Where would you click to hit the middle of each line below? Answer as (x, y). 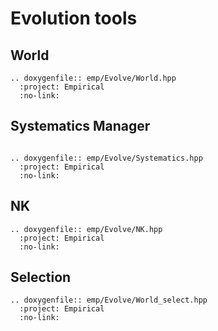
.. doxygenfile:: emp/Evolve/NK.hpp (86, 229)
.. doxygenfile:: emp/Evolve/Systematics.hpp (106, 158)
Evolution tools (74, 18)
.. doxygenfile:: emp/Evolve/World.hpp (93, 78)
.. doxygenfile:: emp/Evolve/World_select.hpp (109, 300)
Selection (41, 277)
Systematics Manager (80, 126)
